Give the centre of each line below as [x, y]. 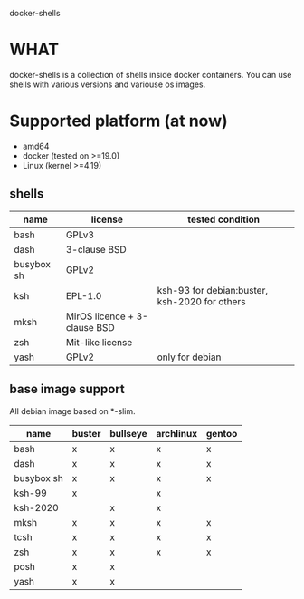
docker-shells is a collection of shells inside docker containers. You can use [151, 74]
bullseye [128, 433]
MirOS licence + [100, 316]
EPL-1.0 [84, 295]
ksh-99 [30, 493]
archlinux [176, 433]
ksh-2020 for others [201, 301]
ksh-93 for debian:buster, [213, 290]
